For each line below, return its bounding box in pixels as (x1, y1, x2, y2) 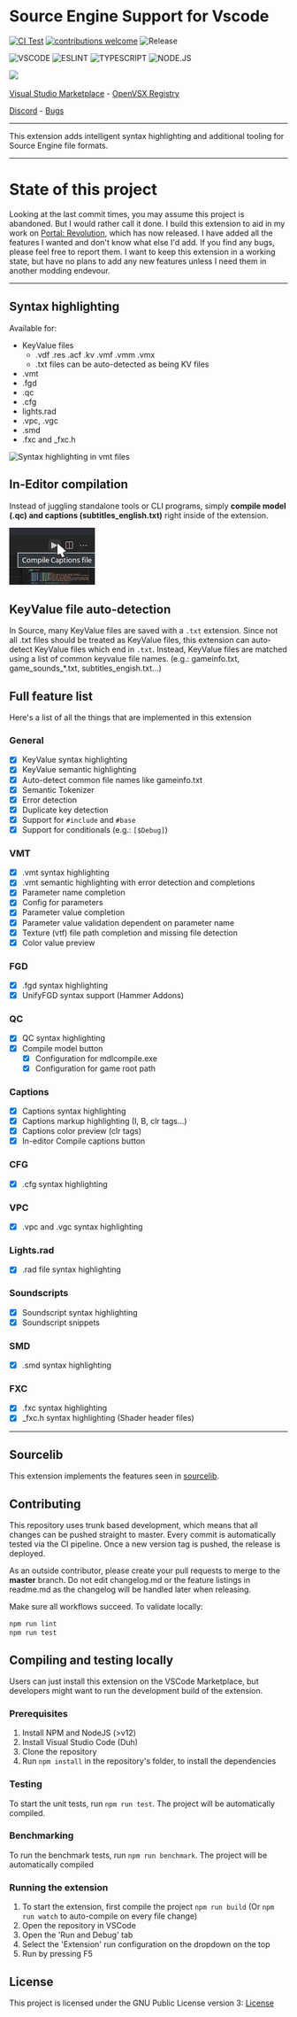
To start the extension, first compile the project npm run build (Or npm (21, 1902, 275, 1912)
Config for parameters (21, 897, 103, 908)
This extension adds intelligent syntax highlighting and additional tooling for (9, 130, 285, 141)
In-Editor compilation (9, 477, 128, 493)
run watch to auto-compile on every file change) (21, 1911, 198, 1921)
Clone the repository (21, 1747, 97, 1757)
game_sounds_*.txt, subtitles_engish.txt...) (9, 663, 162, 674)
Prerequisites (9, 1707, 68, 1719)
